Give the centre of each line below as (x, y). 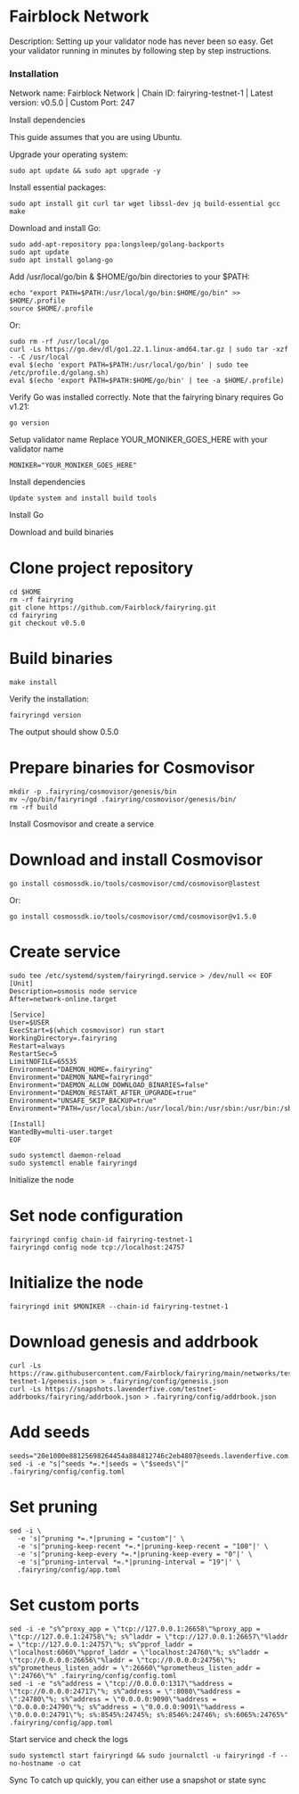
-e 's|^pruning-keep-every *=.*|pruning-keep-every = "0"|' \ (135, 1554)
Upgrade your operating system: (69, 154)
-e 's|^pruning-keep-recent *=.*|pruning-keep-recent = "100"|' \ (143, 1546)
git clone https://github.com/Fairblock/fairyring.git (113, 608)
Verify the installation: (49, 699)
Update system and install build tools (83, 498)
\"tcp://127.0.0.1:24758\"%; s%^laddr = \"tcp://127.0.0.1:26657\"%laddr (149, 1636)
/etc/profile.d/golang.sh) (59, 373)
